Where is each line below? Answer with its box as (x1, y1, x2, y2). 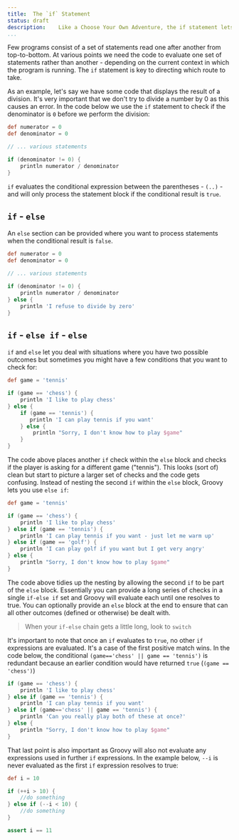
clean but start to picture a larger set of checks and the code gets (7, 471, 201, 479)
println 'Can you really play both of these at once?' (20, 713, 186, 720)
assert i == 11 (7, 826, 53, 834)
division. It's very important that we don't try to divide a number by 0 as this (7, 95, 230, 103)
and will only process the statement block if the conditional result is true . (7, 189, 221, 198)
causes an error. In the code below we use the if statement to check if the (7, 103, 226, 111)
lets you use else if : (7, 485, 69, 494)
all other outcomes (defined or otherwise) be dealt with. (7, 608, 171, 616)
